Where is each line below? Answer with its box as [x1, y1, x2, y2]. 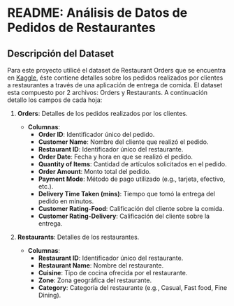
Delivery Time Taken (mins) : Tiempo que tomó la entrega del [38, 190, 215, 198]
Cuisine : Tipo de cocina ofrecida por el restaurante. [38, 269, 188, 277]
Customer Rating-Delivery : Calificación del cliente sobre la [38, 212, 210, 220]
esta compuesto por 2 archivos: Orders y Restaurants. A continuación [7, 89, 208, 96]
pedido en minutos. [38, 197, 94, 205]
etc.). [38, 182, 54, 190]
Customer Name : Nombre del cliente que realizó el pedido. [38, 138, 209, 146]
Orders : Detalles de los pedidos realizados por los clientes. [17, 110, 188, 117]
